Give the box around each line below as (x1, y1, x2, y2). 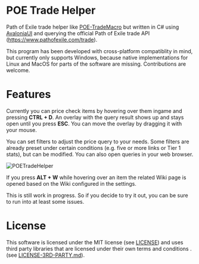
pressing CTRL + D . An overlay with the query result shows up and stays (6, 113, 184, 121)
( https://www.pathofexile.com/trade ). (6, 36, 98, 43)
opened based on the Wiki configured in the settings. (6, 180, 137, 187)
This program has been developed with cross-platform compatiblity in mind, (6, 47, 193, 54)
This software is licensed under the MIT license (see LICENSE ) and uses (6, 238, 184, 245)
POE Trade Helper (6, 4, 96, 17)
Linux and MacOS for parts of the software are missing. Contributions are (6, 60, 186, 67)
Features (6, 88, 51, 102)
